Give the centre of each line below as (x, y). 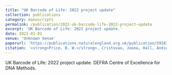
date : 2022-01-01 (24, 34)
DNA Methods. (21, 68)
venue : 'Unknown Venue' (31, 39)
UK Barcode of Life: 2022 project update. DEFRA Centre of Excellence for (83, 62)
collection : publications (33, 15)
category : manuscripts (29, 19)
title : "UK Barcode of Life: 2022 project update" (60, 10)
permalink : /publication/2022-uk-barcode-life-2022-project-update (79, 24)
